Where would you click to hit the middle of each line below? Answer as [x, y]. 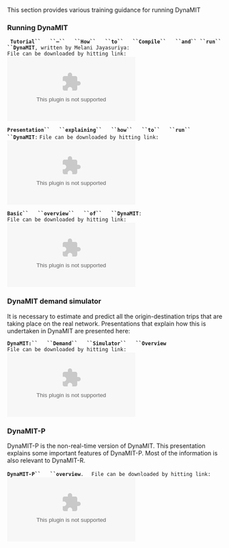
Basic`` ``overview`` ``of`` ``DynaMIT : [75, 214]
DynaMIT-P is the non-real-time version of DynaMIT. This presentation [106, 446]
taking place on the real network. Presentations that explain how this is [107, 323]
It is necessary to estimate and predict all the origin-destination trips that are [115, 316]
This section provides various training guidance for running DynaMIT [104, 10]
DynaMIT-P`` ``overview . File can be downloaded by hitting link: [109, 474]
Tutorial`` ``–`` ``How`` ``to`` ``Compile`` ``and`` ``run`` [116, 42]
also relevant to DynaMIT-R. [46, 460]
